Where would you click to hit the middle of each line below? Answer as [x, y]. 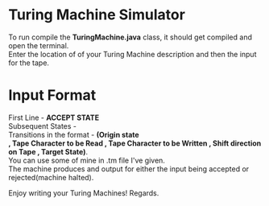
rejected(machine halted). [51, 177]
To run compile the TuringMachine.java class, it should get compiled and [130, 37]
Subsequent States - [43, 126]
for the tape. [29, 63]
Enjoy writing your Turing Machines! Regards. [84, 193]
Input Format [52, 95]
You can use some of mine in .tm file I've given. [87, 160]
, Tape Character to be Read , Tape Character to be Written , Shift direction [135, 143]
